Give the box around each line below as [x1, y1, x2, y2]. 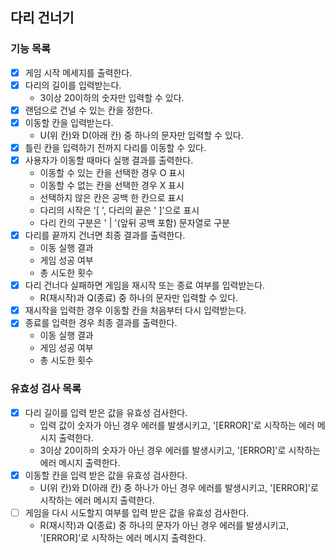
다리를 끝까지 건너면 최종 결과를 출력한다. [24, 229, 186, 242]
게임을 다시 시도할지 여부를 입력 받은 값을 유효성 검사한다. [24, 506, 250, 518]
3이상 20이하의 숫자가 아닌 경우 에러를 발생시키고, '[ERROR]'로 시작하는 [39, 444, 321, 456]
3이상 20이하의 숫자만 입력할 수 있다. [39, 91, 185, 103]
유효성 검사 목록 [10, 382, 82, 396]
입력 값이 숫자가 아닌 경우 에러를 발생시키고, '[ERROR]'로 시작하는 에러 [39, 419, 315, 431]
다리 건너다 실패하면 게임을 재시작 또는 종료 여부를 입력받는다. [24, 279, 266, 292]
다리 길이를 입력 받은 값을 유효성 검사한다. [24, 406, 188, 418]
